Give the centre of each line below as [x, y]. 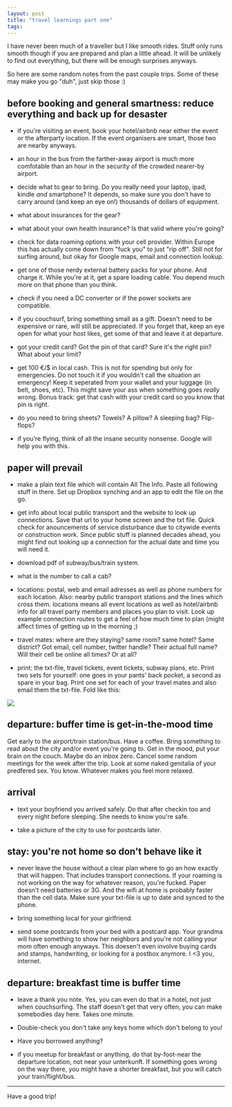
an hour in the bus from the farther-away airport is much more [106, 159]
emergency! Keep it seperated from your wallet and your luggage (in [114, 383]
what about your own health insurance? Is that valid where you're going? [120, 228]
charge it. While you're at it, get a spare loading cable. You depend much [121, 277]
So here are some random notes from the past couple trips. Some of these [113, 74]
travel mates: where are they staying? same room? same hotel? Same [116, 640]
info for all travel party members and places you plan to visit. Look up [116, 612]
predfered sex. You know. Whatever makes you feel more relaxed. [101, 770]
